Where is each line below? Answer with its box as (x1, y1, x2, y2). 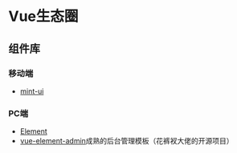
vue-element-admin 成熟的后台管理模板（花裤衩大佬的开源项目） (19, 136, 235, 146)
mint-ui (19, 86, 44, 96)
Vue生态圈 (8, 7, 79, 26)
